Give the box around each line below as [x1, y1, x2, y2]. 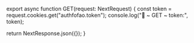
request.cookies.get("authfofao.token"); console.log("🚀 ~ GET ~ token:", [6, 12, 188, 19]
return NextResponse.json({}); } [6, 30, 86, 37]
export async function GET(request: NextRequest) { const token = [6, 5, 172, 12]
